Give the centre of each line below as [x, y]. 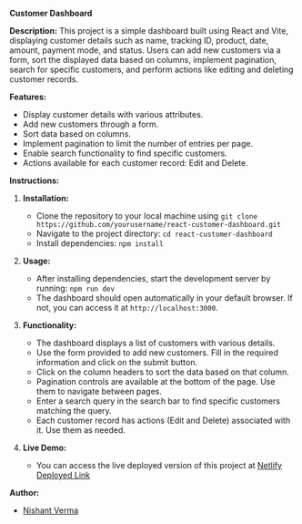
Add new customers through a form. [91, 124]
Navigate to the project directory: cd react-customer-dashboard [154, 233]
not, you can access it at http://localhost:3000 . [127, 308]
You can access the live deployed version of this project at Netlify [159, 465]
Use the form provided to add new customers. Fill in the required [157, 353]
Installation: [46, 198]
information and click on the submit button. [117, 362]
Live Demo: [44, 447]
